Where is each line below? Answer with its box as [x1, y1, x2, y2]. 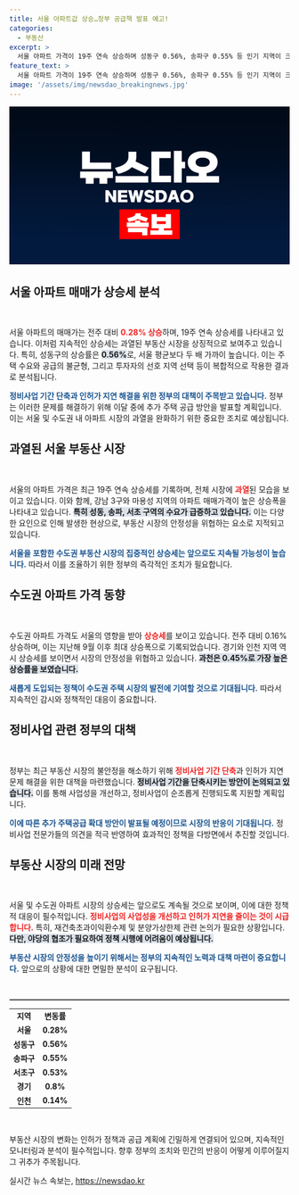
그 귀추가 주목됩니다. [9, 1157, 81, 1167]
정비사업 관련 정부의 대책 [9, 723, 136, 738]
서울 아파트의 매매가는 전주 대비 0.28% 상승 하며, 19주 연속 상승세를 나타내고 [9, 327, 275, 338]
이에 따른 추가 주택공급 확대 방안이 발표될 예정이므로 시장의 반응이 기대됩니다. [9, 817, 274, 828]
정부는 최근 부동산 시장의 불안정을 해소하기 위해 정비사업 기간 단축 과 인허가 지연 [9, 765, 284, 776]
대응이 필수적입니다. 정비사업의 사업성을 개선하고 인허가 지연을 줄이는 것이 [18, 911, 273, 922]
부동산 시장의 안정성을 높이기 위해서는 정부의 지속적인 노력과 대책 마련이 [9, 952, 255, 963]
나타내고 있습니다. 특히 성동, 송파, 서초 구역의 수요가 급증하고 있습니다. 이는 [9, 506, 269, 517]
